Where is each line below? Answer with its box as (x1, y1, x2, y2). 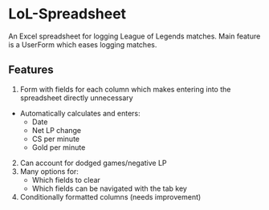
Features (8, 63, 54, 77)
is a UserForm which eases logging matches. (8, 39, 157, 49)
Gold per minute (31, 142, 86, 152)
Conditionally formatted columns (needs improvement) (19, 192, 202, 201)
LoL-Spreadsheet (8, 5, 127, 23)
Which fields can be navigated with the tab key (31, 184, 187, 193)
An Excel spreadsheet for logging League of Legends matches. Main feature (8, 31, 261, 41)
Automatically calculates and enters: (19, 108, 141, 118)
